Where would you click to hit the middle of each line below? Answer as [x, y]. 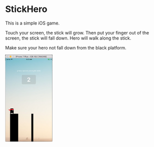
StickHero [26, 9]
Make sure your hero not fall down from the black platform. [66, 47]
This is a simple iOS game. [32, 23]
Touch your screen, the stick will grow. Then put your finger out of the [77, 32]
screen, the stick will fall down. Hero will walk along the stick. [68, 38]
